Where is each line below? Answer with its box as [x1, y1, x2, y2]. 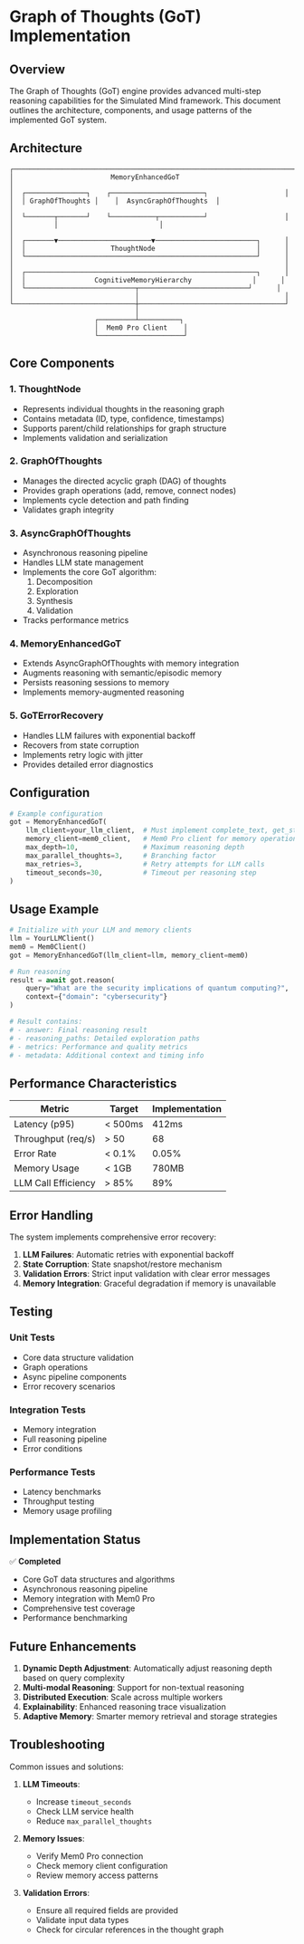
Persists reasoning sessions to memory [22, 677, 170, 688]
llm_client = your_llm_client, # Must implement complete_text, [25, 826, 270, 835]
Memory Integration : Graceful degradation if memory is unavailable [22, 1278, 277, 1289]
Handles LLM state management [22, 557, 144, 568]
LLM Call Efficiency [14, 1177, 96, 1190]
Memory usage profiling [22, 1506, 112, 1517]
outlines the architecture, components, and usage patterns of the [9, 105, 252, 115]
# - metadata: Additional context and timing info [9, 1050, 204, 1060]
